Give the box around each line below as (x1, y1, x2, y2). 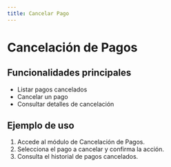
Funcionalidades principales (7, 67, 132, 79)
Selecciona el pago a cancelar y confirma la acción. (17, 145, 164, 153)
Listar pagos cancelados (17, 85, 88, 93)
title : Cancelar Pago (7, 10, 70, 17)
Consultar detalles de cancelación (17, 100, 114, 108)
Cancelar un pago (17, 92, 68, 100)
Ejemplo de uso (7, 120, 74, 131)
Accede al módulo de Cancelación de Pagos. (17, 138, 145, 146)
